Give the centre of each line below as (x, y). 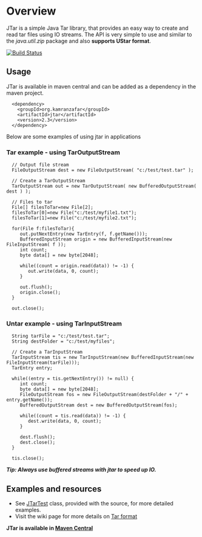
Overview (31, 11)
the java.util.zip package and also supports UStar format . (79, 41)
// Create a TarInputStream (47, 352)
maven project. (25, 93)
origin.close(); (40, 293)
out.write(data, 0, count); (63, 272)
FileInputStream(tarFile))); (43, 363)
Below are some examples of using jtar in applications (74, 136)
